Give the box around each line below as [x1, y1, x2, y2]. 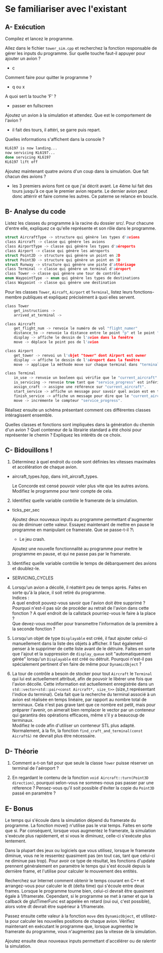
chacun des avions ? [5, 173, 46, 179]
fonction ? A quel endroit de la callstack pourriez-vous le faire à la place [12, 611, 156, 616]
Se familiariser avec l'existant [5, 3, 127, 15]
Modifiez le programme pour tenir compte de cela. [12, 488, 113, 494]
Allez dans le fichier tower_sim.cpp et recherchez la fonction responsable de [5, 45, 157, 51]
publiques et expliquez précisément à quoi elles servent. [22, 294, 136, 300]
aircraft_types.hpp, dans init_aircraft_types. [12, 474, 98, 479]
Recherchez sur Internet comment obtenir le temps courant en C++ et [5, 878, 145, 883]
